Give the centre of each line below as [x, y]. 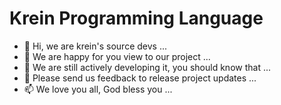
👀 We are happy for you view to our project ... [117, 56]
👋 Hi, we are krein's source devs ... [95, 46]
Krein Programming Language [136, 18]
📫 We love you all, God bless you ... [98, 89]
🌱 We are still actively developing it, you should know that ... [147, 67]
